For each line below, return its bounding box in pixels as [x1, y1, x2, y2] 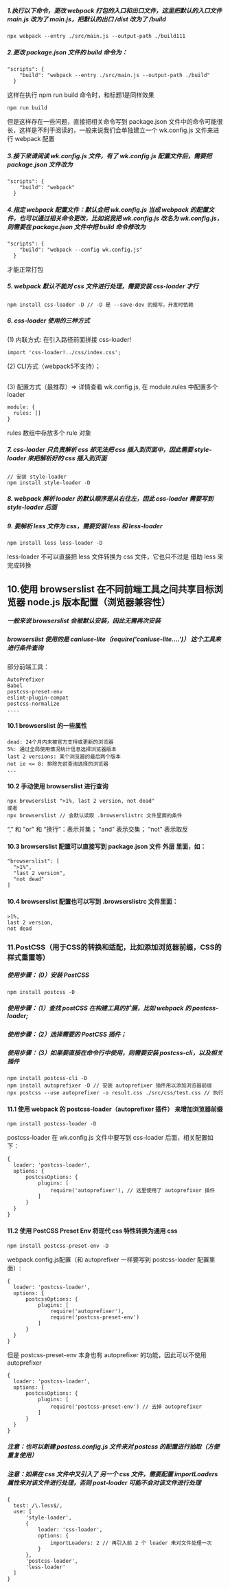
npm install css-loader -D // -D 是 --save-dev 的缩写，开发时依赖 [7, 301, 194, 308]
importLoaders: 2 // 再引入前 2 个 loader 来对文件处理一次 [50, 1539, 212, 1547]
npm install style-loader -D [7, 479, 91, 486]
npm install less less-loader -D [7, 540, 103, 547]
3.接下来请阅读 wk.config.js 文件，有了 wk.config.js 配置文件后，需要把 [7, 151, 212, 160]
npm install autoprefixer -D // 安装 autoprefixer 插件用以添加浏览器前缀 [7, 1082, 212, 1090]
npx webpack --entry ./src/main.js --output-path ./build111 [7, 32, 186, 39]
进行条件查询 [7, 644, 43, 652]
